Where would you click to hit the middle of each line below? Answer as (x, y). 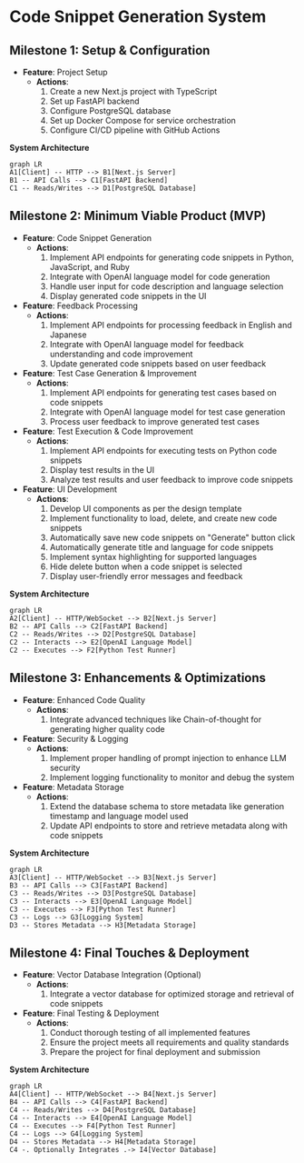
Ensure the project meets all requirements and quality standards (169, 1042)
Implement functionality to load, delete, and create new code (163, 518)
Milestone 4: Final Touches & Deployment (129, 953)
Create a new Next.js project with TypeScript (133, 91)
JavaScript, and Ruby (89, 266)
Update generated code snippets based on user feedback (158, 363)
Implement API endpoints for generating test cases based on (163, 392)
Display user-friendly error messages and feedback (146, 576)
